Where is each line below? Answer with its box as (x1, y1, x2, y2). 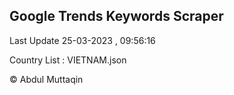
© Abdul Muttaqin (9, 73, 84, 85)
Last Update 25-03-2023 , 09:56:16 (9, 34, 156, 46)
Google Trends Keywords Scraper (9, 8, 224, 25)
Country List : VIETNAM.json (9, 54, 127, 66)
